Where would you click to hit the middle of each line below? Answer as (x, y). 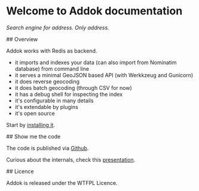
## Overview (22, 39)
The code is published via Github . (48, 148)
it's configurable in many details (54, 101)
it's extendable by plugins (47, 107)
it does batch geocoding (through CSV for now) (74, 87)
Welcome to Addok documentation (94, 11)
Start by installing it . (31, 125)
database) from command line (52, 69)
